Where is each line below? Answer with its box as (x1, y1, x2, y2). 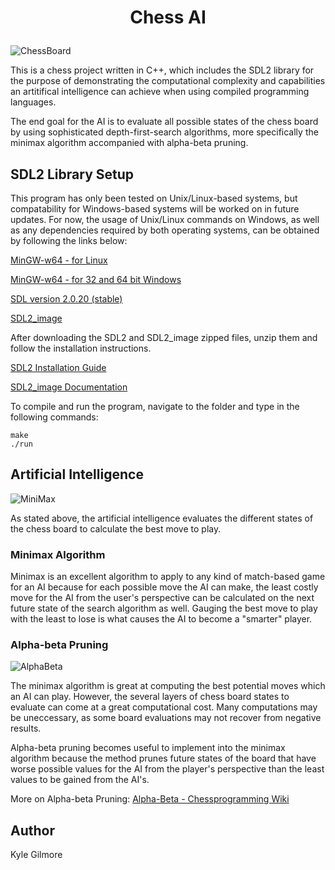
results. (10, 722, 42, 735)
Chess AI (129, 6, 207, 29)
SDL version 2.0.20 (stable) (10, 293, 123, 305)
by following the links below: (10, 235, 128, 246)
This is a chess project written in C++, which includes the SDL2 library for (10, 64, 315, 76)
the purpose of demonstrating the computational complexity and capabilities (10, 75, 326, 87)
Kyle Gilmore (10, 849, 63, 861)
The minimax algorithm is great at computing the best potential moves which (10, 680, 326, 692)
